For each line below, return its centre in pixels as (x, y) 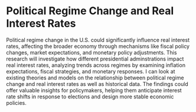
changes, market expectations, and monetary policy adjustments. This (92, 52)
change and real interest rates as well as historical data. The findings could (97, 84)
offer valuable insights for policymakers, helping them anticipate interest (94, 90)
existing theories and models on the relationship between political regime (95, 78)
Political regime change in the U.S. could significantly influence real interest (98, 40)
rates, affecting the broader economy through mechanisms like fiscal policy (98, 46)
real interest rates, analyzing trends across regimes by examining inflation (96, 65)
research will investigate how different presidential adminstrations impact (95, 59)
